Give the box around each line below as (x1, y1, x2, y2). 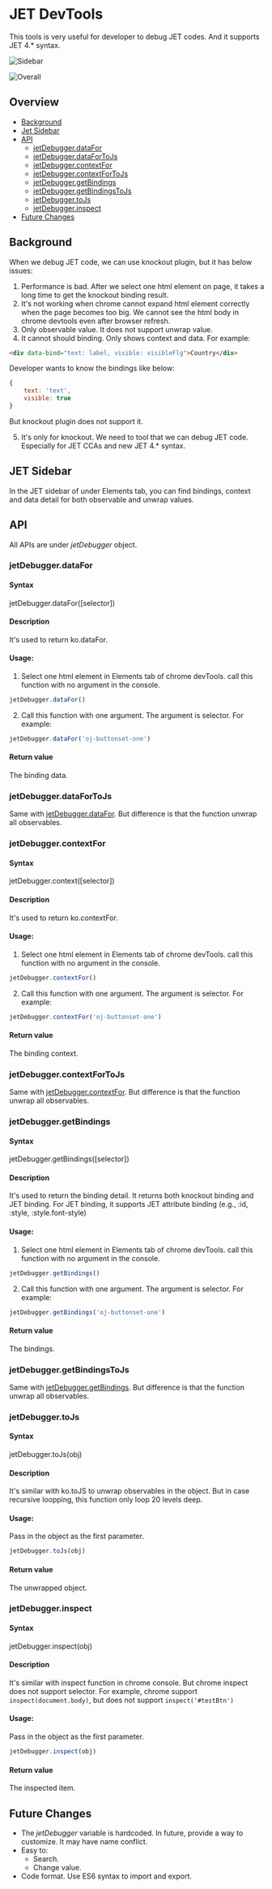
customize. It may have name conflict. (20, 1836, 148, 1846)
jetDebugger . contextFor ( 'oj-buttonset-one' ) (9, 1013, 162, 1021)
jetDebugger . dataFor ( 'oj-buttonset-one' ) (9, 734, 151, 743)
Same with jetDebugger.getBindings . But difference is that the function (9, 1382, 245, 1392)
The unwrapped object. (9, 1583, 87, 1593)
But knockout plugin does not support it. (9, 416, 144, 426)
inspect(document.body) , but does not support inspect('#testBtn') (9, 1695, 234, 1705)
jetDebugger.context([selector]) (9, 876, 116, 886)
